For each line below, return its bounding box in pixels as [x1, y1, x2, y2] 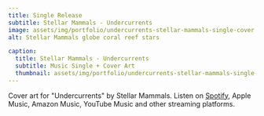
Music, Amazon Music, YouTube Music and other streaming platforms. [8, 99, 236, 108]
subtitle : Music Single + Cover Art [15, 62, 135, 71]
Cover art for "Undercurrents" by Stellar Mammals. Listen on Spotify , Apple [8, 91, 251, 100]
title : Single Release [8, 11, 82, 20]
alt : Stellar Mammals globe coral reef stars [8, 33, 159, 42]
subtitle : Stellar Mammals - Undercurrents [8, 19, 153, 27]
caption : [8, 48, 37, 56]
